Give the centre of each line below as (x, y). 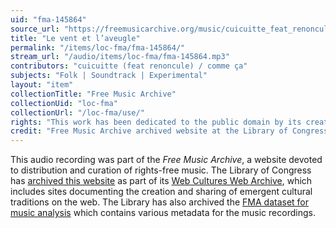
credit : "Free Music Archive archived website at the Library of (149, 131)
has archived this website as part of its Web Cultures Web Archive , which (161, 181)
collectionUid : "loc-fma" (64, 103)
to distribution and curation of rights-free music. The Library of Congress (161, 170)
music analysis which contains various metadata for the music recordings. (163, 213)
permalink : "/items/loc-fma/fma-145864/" (98, 47)
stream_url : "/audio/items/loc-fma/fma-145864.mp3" (120, 57)
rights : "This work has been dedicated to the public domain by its (156, 122)
